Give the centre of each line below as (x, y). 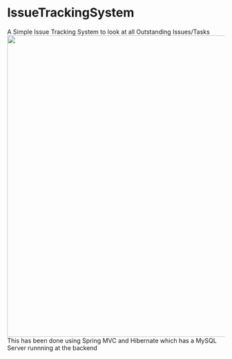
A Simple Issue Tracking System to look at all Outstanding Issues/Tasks (109, 32)
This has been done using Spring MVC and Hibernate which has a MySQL (112, 340)
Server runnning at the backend (52, 348)
